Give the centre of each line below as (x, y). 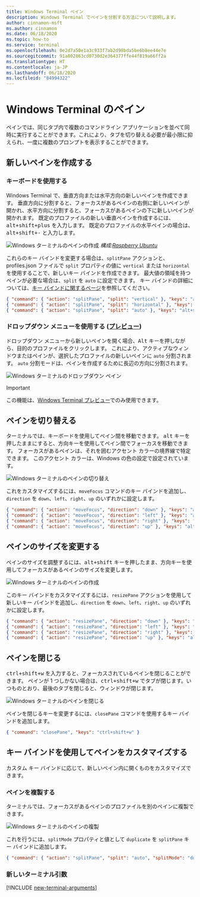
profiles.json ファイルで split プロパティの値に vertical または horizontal (98, 265)
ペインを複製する (31, 792)
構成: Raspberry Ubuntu (129, 245)
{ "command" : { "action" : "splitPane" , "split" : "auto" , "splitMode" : (96, 858)
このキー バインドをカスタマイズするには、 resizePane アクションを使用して (99, 595)
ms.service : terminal (33, 45)
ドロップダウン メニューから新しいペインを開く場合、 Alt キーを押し (91, 341)
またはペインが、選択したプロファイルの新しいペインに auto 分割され (101, 355)
